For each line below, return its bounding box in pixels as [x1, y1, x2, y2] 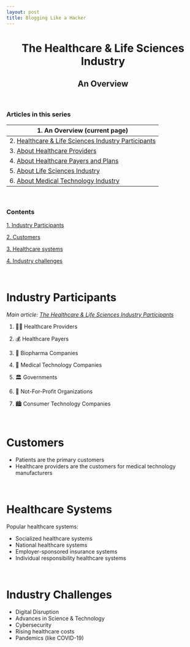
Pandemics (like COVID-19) [15, 634, 84, 641]
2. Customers [6, 233, 41, 241]
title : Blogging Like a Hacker [6, 15, 86, 21]
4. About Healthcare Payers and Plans [9, 156, 119, 165]
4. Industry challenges [6, 257, 63, 265]
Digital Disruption [15, 608, 59, 615]
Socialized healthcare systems [15, 535, 93, 542]
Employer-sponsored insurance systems [15, 547, 118, 555]
